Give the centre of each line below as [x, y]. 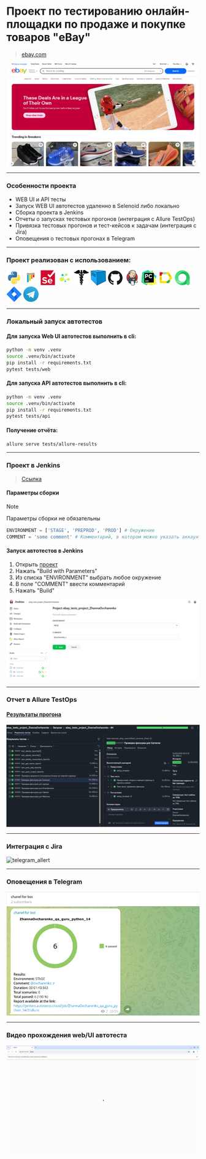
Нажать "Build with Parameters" [56, 571]
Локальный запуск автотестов [55, 322]
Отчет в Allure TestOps [42, 699]
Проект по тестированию [74, 11]
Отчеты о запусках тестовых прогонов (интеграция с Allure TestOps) [105, 218]
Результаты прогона [34, 714]
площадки [34, 24]
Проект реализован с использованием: [69, 260]
